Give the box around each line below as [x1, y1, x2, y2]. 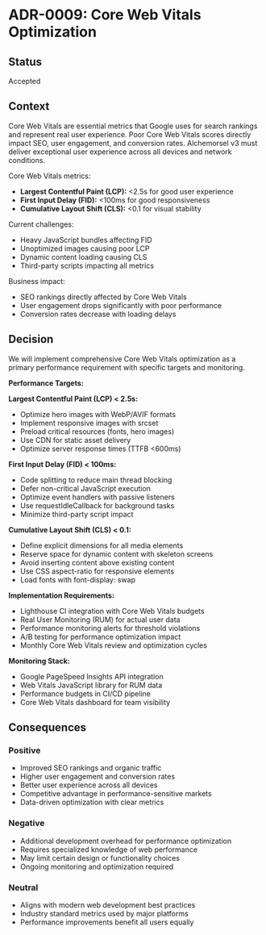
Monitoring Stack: [8, 656, 70, 666]
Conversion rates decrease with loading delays [19, 309, 177, 319]
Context [8, 99, 50, 114]
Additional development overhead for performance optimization [19, 836, 232, 845]
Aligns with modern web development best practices [19, 900, 196, 909]
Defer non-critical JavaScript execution [19, 483, 152, 493]
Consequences [8, 720, 87, 735]
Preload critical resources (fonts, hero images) [19, 426, 175, 436]
